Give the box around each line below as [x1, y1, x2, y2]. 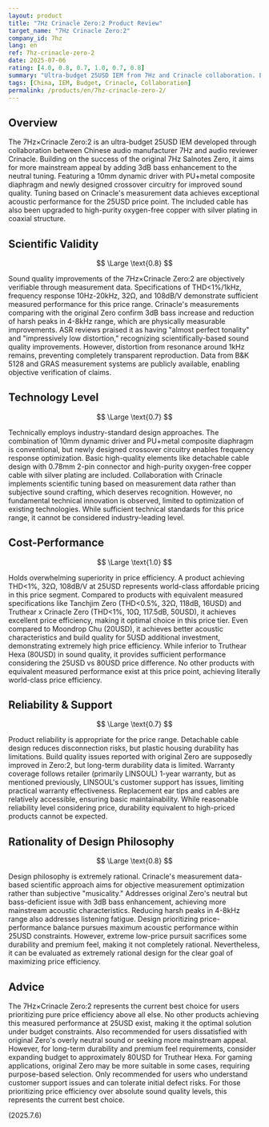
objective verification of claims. [8, 368, 112, 377]
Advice [8, 980, 45, 994]
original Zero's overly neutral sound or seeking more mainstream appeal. [8, 1036, 248, 1045]
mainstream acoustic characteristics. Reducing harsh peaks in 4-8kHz [8, 906, 240, 915]
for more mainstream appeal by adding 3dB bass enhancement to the [8, 163, 238, 172]
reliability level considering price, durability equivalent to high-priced [8, 803, 235, 813]
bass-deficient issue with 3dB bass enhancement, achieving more [8, 897, 227, 907]
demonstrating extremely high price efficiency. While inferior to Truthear [8, 640, 247, 650]
